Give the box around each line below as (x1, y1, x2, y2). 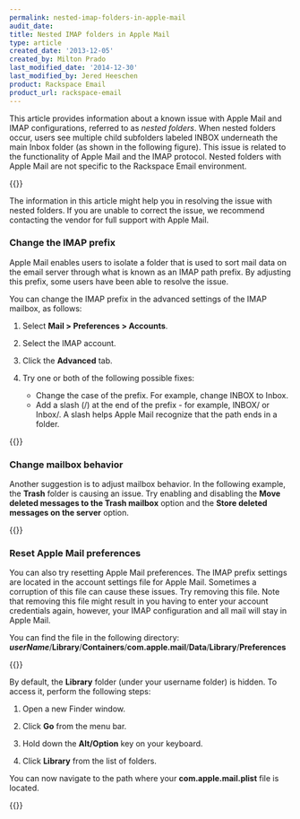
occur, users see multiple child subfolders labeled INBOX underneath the (9, 132, 279, 143)
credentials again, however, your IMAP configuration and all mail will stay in (9, 606, 287, 616)
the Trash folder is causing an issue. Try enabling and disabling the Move (9, 488, 281, 499)
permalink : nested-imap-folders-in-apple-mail (9, 13, 186, 22)
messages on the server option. (9, 508, 130, 518)
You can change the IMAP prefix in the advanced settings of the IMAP (9, 293, 267, 304)
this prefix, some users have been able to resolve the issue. (9, 275, 229, 287)
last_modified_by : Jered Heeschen (9, 72, 139, 81)
